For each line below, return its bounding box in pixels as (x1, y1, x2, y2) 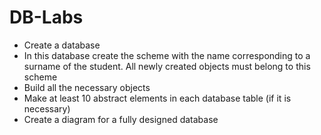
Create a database (23, 39, 101, 51)
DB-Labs (9, 6, 84, 29)
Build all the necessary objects (23, 81, 151, 93)
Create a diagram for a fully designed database (23, 113, 219, 125)
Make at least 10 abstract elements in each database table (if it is (23, 92, 292, 104)
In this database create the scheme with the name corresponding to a (23, 49, 311, 61)
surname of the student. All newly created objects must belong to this (23, 60, 311, 72)
